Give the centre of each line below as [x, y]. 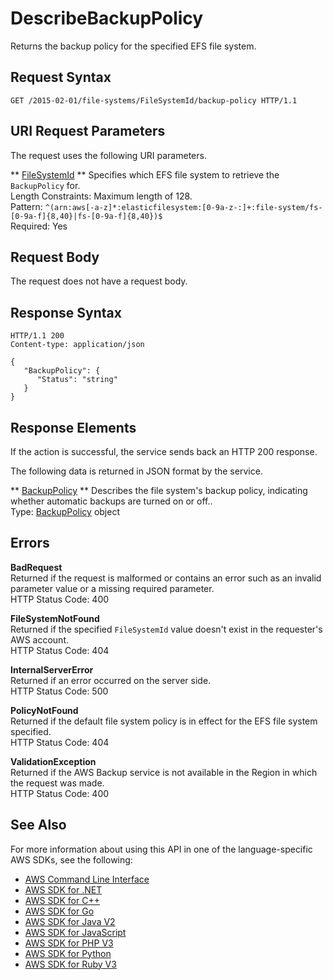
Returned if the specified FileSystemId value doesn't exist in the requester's [166, 629]
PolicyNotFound [44, 710]
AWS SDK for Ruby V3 [70, 964]
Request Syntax [61, 77]
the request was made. [57, 783]
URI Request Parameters [88, 131]
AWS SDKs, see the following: [71, 859]
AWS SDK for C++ [62, 900]
